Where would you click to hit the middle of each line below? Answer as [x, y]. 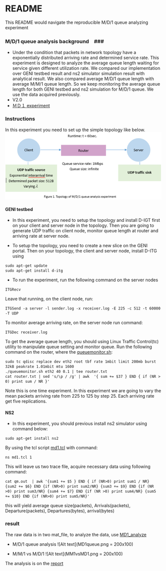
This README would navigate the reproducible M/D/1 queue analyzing [77, 22]
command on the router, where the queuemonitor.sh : [59, 352]
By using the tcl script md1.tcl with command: [52, 448]
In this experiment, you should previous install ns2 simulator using [80, 423]
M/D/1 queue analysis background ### [55, 41]
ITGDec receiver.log [27, 332]
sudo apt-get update [27, 266]
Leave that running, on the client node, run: [49, 299]
